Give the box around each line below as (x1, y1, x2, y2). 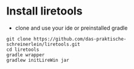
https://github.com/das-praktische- (33, 36, 127, 42)
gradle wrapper (6, 51, 45, 58)
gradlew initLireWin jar (6, 57, 69, 63)
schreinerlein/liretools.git (6, 41, 80, 47)
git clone (6, 36, 32, 42)
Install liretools (6, 4, 83, 18)
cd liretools (6, 47, 40, 53)
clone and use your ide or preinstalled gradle (15, 24, 128, 31)
